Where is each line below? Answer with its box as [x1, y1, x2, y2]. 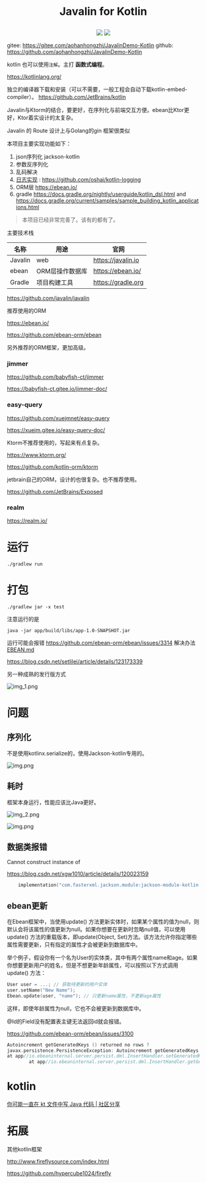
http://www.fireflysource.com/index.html [7, 1158, 109, 1165]
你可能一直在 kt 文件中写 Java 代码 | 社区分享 [7, 1100, 120, 1108]
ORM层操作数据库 [36, 267, 87, 275]
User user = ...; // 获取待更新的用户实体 [7, 982, 108, 988]
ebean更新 [7, 900, 48, 911]
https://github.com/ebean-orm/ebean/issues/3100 [7, 1030, 134, 1037]
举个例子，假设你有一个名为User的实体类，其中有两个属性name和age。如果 [7, 954, 198, 961]
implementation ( [18, 882, 60, 889]
